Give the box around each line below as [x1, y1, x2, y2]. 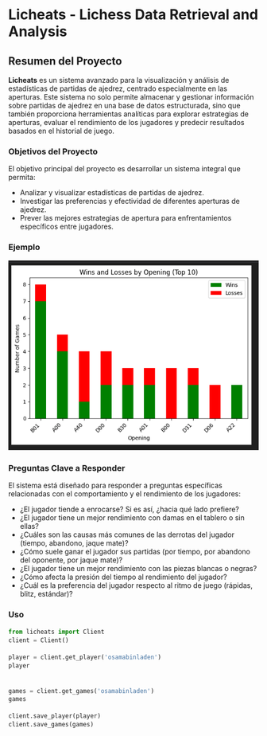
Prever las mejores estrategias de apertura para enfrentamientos [19, 213, 232, 223]
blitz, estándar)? [19, 589, 73, 599]
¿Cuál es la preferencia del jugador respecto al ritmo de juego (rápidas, [19, 581, 253, 590]
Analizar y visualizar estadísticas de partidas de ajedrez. [19, 188, 204, 198]
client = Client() [8, 636, 69, 644]
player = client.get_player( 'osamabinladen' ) [8, 653, 161, 662]
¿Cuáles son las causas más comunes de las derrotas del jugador [19, 530, 234, 539]
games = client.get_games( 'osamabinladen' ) [8, 687, 155, 695]
